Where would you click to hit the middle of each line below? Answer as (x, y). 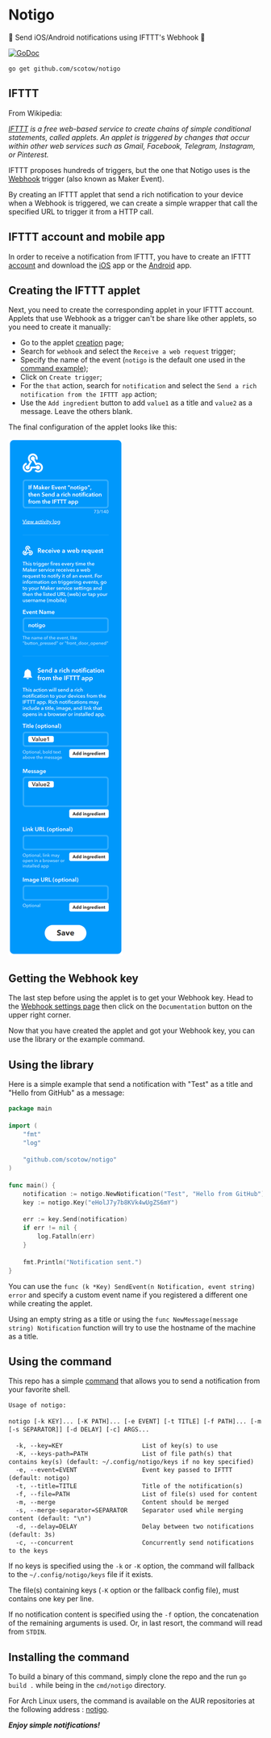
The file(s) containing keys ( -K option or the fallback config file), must (124, 1590)
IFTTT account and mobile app (87, 237)
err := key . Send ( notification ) (75, 1220)
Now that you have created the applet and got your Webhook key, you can (132, 1031)
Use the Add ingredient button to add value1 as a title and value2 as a (136, 403)
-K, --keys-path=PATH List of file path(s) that (124, 1454)
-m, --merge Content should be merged (122, 1503)
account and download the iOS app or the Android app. (100, 265)
